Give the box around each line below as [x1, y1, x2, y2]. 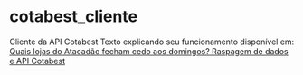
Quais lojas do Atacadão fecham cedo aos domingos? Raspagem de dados [9, 45, 289, 56]
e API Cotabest [9, 55, 66, 66]
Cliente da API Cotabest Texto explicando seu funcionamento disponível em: [9, 36, 295, 47]
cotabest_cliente [9, 6, 138, 27]
